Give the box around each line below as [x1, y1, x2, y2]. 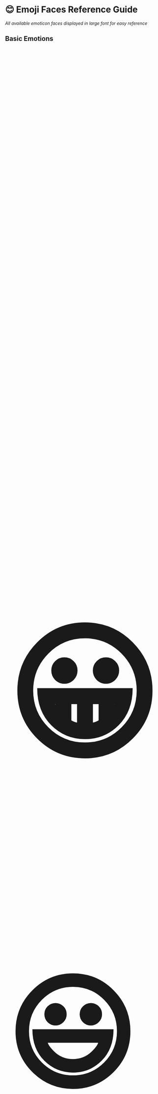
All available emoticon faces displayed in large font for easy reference [5, 20, 148, 26]
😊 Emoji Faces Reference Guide [5, 4, 138, 15]
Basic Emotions [5, 35, 53, 43]
